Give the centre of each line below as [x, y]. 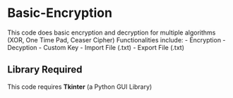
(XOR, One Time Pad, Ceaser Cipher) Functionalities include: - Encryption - [116, 39]
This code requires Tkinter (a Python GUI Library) [80, 87]
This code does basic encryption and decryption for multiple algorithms [112, 32]
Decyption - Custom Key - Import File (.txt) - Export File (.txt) [96, 47]
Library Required [45, 69]
